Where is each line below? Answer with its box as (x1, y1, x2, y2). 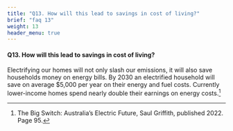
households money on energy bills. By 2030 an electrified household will (7, 73, 215, 81)
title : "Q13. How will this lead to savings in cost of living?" (7, 10, 200, 17)
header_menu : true (7, 29, 60, 37)
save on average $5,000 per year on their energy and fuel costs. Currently (7, 81, 220, 89)
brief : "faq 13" (7, 17, 54, 23)
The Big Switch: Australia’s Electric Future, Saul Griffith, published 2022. (17, 109, 224, 117)
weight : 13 (7, 23, 39, 30)
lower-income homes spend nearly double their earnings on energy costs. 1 (7, 88, 221, 97)
